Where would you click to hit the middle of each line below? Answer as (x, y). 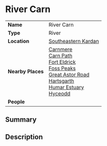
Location (18, 41)
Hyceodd (60, 93)
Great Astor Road (69, 74)
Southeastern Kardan (74, 41)
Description (24, 137)
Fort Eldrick (62, 62)
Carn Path (61, 56)
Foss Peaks (62, 68)
